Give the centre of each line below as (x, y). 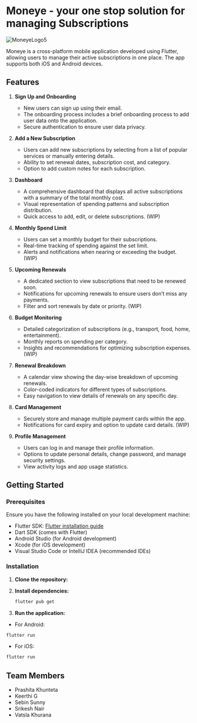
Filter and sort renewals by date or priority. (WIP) (83, 306)
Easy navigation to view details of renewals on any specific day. (101, 395)
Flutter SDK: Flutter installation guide (59, 526)
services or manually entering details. (69, 156)
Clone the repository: (41, 579)
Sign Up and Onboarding (45, 96)
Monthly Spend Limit (41, 228)
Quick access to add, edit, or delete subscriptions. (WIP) (92, 216)
